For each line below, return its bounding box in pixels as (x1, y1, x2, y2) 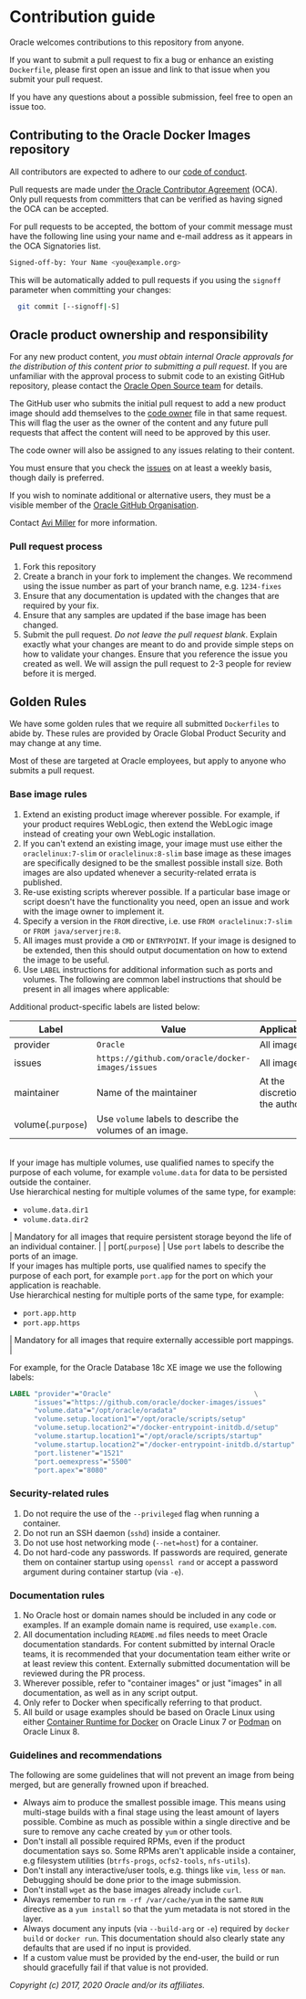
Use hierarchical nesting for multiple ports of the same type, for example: (9, 1289, 284, 1300)
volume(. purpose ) (14, 1118, 88, 1131)
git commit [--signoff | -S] (17, 301, 120, 311)
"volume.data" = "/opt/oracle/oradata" (33, 1406, 178, 1415)
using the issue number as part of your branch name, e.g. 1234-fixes (22, 580, 282, 591)
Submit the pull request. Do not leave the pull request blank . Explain (22, 628, 278, 640)
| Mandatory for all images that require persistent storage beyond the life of (9, 1231, 292, 1242)
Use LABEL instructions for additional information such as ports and (22, 963, 273, 974)
